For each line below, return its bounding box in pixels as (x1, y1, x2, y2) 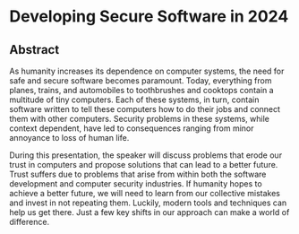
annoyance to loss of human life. (9, 133, 130, 143)
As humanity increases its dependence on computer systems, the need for (9, 65, 285, 76)
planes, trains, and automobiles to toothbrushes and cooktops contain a (9, 85, 275, 95)
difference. (9, 217, 50, 227)
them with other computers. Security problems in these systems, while (9, 114, 270, 124)
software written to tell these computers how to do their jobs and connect (9, 104, 280, 114)
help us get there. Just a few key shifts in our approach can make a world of (9, 207, 290, 217)
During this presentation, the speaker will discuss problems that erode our (9, 150, 283, 160)
